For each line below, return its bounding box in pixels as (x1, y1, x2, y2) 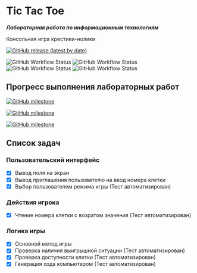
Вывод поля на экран (14, 170, 70, 177)
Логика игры (6, 227, 46, 235)
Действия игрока (6, 198, 60, 206)
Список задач (6, 138, 61, 148)
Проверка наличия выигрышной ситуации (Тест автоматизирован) (14, 247, 186, 254)
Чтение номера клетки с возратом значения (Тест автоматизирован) (14, 211, 192, 218)
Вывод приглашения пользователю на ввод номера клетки (14, 176, 165, 183)
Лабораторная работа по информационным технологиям (6, 24, 159, 31)
